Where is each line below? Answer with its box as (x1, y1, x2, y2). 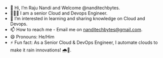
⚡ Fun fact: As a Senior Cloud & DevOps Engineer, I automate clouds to (10, 39, 158, 45)
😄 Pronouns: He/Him (10, 34, 55, 40)
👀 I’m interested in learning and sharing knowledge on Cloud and (10, 16, 145, 21)
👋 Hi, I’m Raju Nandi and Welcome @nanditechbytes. (10, 5, 120, 11)
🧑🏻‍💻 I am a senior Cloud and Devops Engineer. (10, 10, 108, 16)
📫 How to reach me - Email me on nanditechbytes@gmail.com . (10, 27, 143, 32)
